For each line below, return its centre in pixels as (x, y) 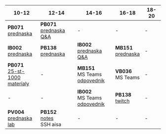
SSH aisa (51, 124)
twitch (123, 101)
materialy (19, 84)
